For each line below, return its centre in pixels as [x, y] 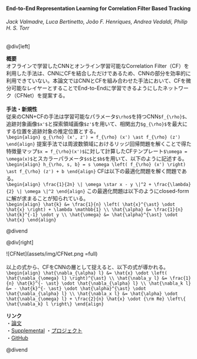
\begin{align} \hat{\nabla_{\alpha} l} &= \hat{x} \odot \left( [87, 273]
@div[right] [20, 242]
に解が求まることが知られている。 [47, 198]
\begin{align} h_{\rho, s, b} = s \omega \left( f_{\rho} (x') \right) [96, 164]
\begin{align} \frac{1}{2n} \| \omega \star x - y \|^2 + [79, 184]
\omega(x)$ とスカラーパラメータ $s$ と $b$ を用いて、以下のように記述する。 [97, 158]
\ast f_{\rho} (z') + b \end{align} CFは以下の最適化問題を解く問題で [94, 171]
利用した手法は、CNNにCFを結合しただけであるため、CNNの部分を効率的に [98, 73]
